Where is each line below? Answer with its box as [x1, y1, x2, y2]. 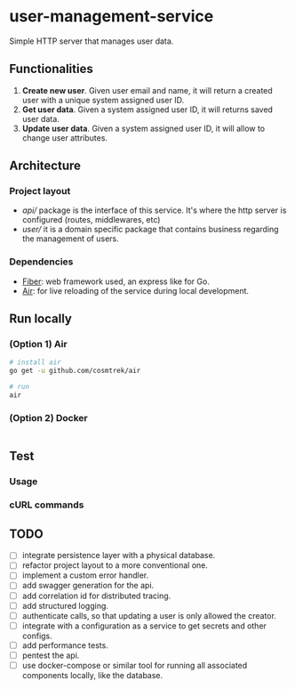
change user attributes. [21, 132, 108, 143]
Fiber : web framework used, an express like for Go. [21, 276, 211, 287]
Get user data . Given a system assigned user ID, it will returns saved [21, 104, 274, 115]
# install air [9, 358, 62, 367]
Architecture [9, 158, 82, 174]
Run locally [9, 312, 73, 327]
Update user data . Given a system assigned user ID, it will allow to [21, 123, 266, 134]
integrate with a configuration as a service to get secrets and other [21, 620, 267, 631]
